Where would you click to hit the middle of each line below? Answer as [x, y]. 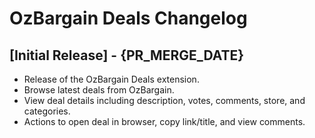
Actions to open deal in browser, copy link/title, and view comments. [164, 121]
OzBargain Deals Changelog [128, 18]
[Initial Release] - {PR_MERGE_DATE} [127, 55]
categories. [47, 111]
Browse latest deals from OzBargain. [99, 90]
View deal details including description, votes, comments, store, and [164, 100]
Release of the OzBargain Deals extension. [111, 79]
